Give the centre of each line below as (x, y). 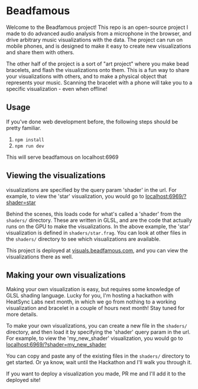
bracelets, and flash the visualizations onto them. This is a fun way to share (98, 70)
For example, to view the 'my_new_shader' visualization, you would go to (95, 338)
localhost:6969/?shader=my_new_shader (56, 345)
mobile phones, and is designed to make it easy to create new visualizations (99, 46)
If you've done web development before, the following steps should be (92, 122)
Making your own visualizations (66, 275)
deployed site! (23, 380)
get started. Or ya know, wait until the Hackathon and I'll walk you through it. (99, 362)
